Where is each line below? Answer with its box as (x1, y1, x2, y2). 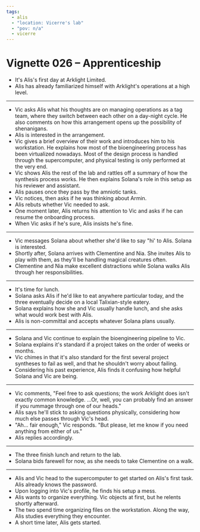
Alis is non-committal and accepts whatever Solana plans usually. (14, 318, 176, 325)
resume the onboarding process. (14, 214, 95, 221)
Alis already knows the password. (14, 481, 98, 489)
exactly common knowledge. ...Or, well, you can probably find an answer (14, 396, 193, 403)
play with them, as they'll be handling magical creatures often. (14, 256, 168, 263)
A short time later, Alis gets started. (14, 519, 101, 526)
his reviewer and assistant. (14, 182, 80, 189)
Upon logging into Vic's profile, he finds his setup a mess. (14, 487, 157, 494)
